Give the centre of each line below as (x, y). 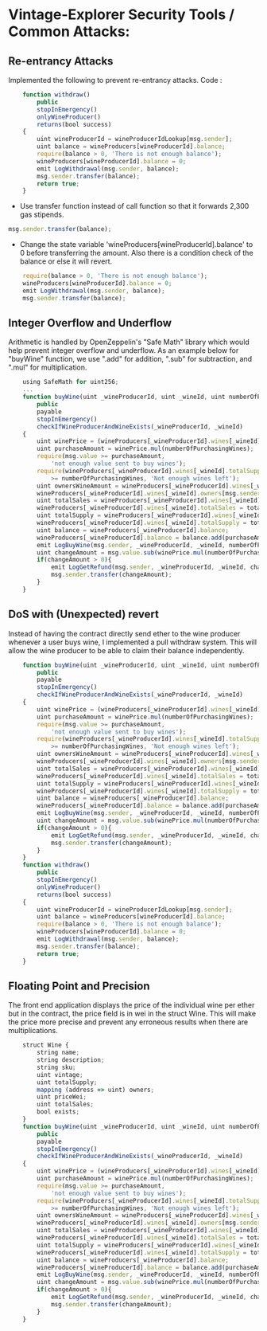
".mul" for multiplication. (48, 367)
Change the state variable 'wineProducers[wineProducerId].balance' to (136, 245)
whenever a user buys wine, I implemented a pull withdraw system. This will (132, 642)
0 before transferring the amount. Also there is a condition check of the (136, 253)
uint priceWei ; (62, 1097)
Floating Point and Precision (79, 986)
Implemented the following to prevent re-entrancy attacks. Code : (115, 80)
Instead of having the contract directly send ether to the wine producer (124, 633)
